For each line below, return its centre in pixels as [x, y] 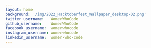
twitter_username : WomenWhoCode [42, 19]
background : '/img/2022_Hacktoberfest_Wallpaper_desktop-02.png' [76, 14]
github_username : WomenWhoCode [42, 24]
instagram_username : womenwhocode [42, 33]
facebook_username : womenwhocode [42, 28]
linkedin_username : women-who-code [44, 38]
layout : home [19, 10]
